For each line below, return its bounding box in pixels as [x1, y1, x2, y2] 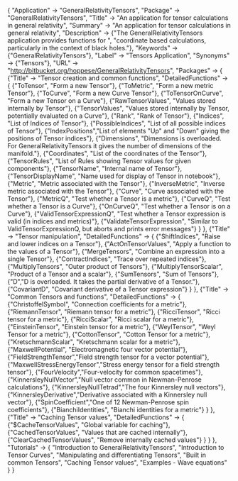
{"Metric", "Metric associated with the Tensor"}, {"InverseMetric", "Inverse [7, 179, 225, 187]
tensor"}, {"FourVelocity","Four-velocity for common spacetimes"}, [7, 368, 203, 376]
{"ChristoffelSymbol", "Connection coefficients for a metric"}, [7, 300, 187, 308]
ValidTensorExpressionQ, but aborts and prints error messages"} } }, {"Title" [7, 225, 231, 233]
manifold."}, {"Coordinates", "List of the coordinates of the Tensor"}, [7, 149, 207, 157]
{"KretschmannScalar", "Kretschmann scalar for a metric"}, [7, 338, 180, 346]
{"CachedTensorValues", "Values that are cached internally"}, [7, 429, 188, 436]
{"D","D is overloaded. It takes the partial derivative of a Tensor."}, [7, 277, 200, 286]
